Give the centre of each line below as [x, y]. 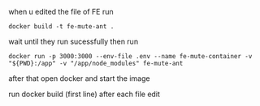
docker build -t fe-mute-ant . [61, 27]
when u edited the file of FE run [61, 12]
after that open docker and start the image [79, 78]
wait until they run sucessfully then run [74, 41]
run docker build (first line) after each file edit [84, 94]
